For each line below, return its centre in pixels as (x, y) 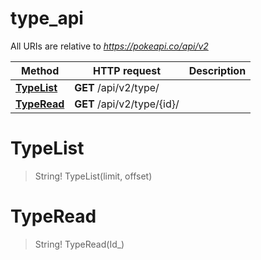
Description (217, 70)
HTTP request (127, 70)
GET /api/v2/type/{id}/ (127, 104)
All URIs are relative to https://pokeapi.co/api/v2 (109, 46)
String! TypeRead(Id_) (79, 244)
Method (40, 70)
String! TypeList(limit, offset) (93, 176)
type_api (47, 18)
